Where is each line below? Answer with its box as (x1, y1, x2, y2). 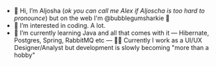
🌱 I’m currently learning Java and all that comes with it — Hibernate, (13, 28, 209, 37)
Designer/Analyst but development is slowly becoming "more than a (13, 44, 209, 51)
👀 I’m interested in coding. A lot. (13, 22, 106, 29)
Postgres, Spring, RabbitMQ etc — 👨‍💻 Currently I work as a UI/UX (13, 36, 203, 44)
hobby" (13, 51, 36, 59)
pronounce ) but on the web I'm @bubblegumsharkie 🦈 (13, 14, 170, 22)
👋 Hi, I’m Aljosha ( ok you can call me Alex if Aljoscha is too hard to (13, 7, 206, 15)
